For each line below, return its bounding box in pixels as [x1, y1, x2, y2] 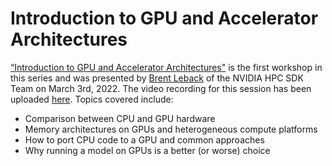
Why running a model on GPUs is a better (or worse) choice [24, 144, 271, 156]
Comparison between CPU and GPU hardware [24, 112, 216, 124]
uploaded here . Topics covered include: [10, 93, 174, 105]
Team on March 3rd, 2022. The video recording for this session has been [10, 82, 312, 94]
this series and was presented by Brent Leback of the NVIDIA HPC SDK [10, 72, 304, 84]
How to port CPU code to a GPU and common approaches [24, 133, 265, 146]
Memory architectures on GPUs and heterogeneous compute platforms [24, 123, 318, 135]
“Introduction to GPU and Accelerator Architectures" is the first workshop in [10, 61, 323, 73]
